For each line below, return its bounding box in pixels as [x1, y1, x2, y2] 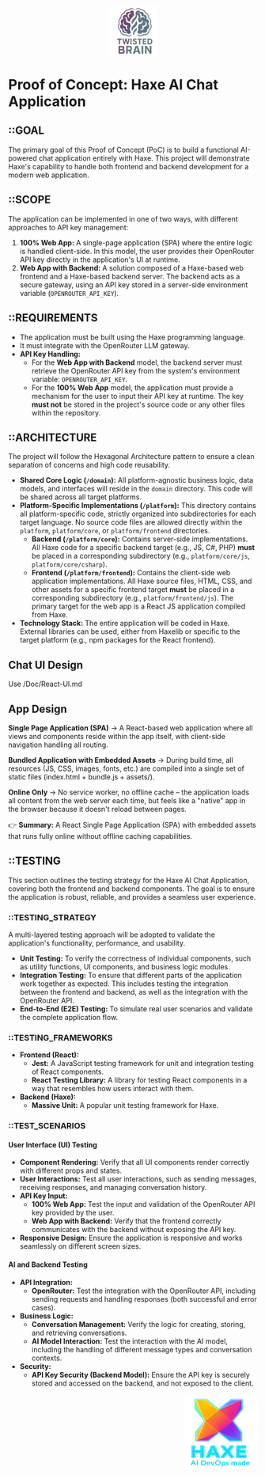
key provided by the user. [31, 1208, 115, 1218]
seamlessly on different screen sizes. [19, 1242, 142, 1251]
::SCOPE [8, 193, 51, 207]
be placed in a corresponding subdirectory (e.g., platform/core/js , [31, 552, 251, 561]
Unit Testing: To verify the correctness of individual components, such [19, 954, 252, 963]
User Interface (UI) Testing [8, 1139, 97, 1149]
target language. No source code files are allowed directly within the [19, 518, 243, 527]
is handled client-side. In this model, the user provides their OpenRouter [19, 246, 255, 256]
